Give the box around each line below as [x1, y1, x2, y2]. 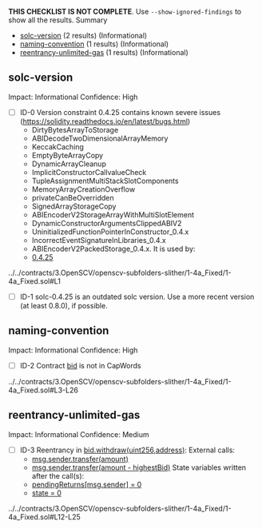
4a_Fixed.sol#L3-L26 [8, 385, 78, 395]
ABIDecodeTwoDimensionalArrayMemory [31, 133, 169, 143]
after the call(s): [31, 471, 85, 480]
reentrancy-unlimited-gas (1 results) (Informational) [19, 48, 189, 57]
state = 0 [31, 487, 62, 498]
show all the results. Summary [8, 15, 108, 25]
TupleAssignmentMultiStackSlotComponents [31, 176, 179, 185]
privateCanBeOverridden [31, 193, 114, 202]
